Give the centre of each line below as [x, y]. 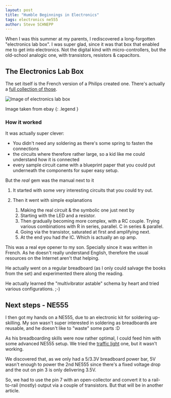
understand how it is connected [46, 160]
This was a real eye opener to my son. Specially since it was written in [79, 247]
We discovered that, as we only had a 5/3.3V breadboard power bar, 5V [80, 359]
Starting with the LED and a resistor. [58, 216]
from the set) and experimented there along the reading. [65, 274]
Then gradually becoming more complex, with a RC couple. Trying [90, 221]
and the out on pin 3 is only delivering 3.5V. [51, 370]
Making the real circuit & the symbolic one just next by [77, 210]
